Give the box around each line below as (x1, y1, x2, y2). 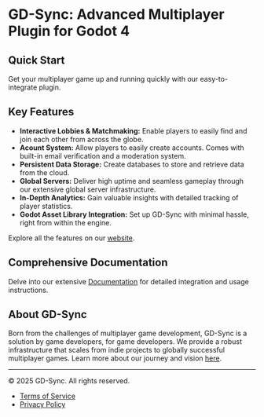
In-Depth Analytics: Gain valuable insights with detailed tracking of (19, 192, 239, 202)
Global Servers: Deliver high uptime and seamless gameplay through (19, 176, 244, 185)
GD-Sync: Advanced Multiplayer (8, 5, 225, 24)
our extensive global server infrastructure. (19, 185, 156, 194)
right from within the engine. (19, 218, 112, 227)
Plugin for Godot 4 (8, 22, 130, 40)
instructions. (8, 285, 49, 294)
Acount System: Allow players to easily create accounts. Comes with (19, 143, 245, 152)
